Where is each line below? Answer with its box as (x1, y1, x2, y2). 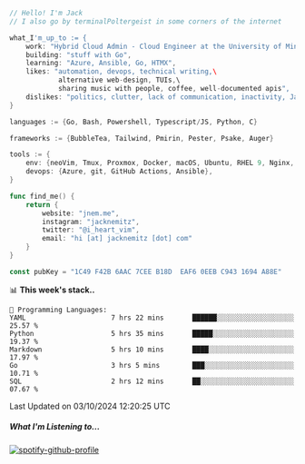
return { (25, 200, 59, 209)
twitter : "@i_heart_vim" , (42, 225, 141, 235)
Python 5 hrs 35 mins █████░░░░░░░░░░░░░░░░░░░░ (9, 329, 295, 338)
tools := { (9, 150, 51, 159)
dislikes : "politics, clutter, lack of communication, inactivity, (25, 92, 286, 102)
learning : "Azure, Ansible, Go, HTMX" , (25, 59, 177, 68)
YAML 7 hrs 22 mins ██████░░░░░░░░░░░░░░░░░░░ (9, 313, 295, 322)
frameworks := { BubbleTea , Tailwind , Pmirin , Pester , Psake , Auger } (9, 133, 274, 143)
